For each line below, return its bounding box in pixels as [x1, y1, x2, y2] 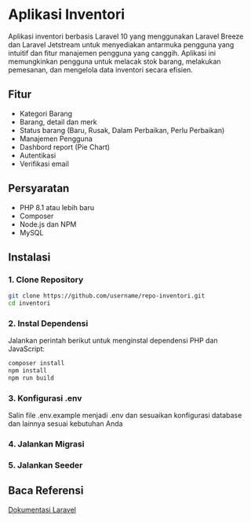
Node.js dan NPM [19, 219, 77, 229]
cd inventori [8, 299, 51, 308]
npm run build [8, 374, 55, 383]
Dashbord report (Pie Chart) [19, 142, 111, 151]
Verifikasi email [19, 159, 69, 168]
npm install [8, 367, 47, 375]
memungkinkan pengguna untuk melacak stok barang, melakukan [8, 57, 221, 66]
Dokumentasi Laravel [8, 505, 77, 514]
